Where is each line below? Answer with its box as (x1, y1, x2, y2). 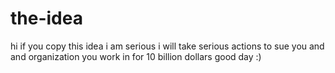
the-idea (10, 7, 83, 30)
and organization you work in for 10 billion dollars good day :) (10, 50, 262, 62)
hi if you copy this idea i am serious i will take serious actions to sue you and (10, 40, 325, 52)
